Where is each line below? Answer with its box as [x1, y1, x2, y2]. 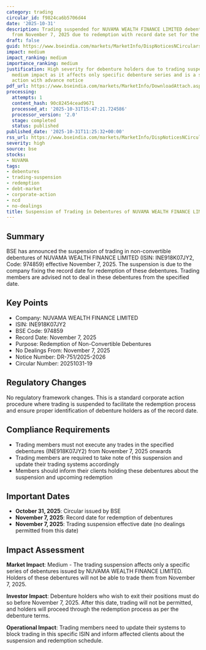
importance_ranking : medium [6, 60, 78, 66]
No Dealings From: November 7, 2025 [15, 346, 110, 354]
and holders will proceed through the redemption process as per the [6, 605, 179, 613]
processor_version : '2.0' [12, 112, 78, 118]
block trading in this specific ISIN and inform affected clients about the [6, 630, 185, 638]
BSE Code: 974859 [15, 327, 63, 334]
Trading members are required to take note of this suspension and [15, 454, 183, 461]
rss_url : [6, 134, 29, 141]
